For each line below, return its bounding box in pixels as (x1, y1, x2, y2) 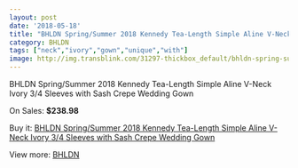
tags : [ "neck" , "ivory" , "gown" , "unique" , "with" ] (9, 46, 189, 55)
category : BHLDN (9, 37, 69, 47)
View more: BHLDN (9, 149, 80, 160)
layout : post (9, 12, 58, 22)
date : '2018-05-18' (9, 21, 82, 30)
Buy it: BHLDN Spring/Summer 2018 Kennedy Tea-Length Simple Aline (9, 123, 268, 133)
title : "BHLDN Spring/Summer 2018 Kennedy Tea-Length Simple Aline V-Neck (9, 29, 292, 38)
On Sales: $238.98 (9, 106, 80, 116)
